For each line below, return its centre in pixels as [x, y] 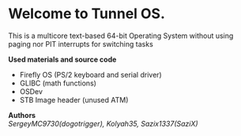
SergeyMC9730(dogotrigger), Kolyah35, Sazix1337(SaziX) [104, 123]
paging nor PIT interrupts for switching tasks [81, 43]
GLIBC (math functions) [58, 83]
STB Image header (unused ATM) [74, 100]
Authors [22, 115]
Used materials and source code [62, 59]
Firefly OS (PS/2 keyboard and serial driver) [90, 74]
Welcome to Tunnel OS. [87, 14]
